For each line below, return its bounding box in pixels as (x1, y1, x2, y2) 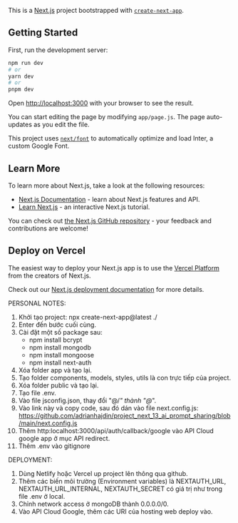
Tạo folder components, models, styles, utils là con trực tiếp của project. (18, 373, 231, 382)
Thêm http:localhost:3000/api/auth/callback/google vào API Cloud (18, 426, 214, 435)
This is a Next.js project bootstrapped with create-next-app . (8, 6, 185, 14)
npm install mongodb (29, 342, 91, 352)
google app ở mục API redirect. (18, 434, 110, 442)
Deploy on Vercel (8, 245, 86, 257)
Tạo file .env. (18, 388, 56, 397)
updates (8, 121, 33, 129)
